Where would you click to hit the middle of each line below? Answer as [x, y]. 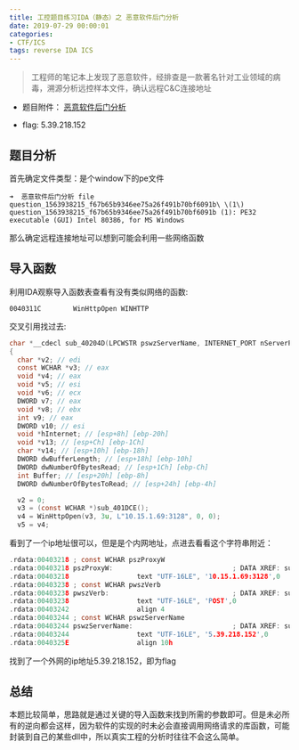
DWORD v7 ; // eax [49, 401]
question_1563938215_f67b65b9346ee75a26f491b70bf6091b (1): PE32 [133, 212]
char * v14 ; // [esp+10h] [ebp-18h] [83, 451]
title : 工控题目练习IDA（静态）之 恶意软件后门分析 [94, 17]
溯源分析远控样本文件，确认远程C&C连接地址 [129, 88]
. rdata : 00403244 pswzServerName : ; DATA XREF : [145, 626]
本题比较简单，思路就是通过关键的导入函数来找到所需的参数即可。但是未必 [145, 714]
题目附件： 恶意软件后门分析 [74, 107]
